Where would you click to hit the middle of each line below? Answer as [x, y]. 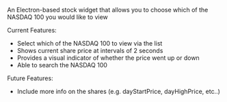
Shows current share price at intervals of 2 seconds [90, 51]
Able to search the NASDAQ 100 [62, 65]
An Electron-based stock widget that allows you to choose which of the [108, 10]
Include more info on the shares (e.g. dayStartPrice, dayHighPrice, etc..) [119, 91]
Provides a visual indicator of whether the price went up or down [108, 58]
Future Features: [30, 78]
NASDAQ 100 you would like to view [57, 17]
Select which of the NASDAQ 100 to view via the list [90, 43]
